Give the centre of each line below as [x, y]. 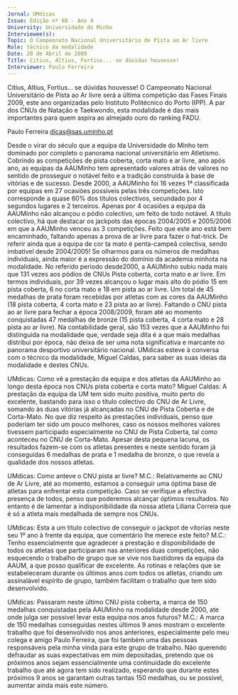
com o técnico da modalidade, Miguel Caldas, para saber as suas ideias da [117, 357]
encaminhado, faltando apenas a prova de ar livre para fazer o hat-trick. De [118, 236]
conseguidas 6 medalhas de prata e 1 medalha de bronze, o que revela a [114, 454]
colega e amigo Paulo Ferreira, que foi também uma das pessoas [102, 639]
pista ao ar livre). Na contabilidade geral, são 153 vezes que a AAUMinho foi [118, 327]
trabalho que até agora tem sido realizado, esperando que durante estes [113, 670]
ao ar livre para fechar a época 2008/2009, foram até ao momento [105, 312]
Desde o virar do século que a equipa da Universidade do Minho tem [108, 145]
